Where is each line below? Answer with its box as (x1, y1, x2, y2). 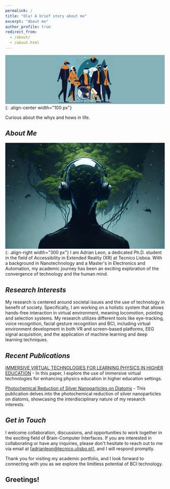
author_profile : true (5, 24, 51, 29)
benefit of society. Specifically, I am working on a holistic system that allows (5, 304, 164, 310)
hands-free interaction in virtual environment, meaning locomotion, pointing (5, 310, 163, 316)
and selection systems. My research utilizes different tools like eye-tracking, (5, 315, 164, 321)
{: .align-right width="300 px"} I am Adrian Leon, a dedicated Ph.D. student (5, 249, 162, 255)
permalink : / (5, 8, 33, 13)
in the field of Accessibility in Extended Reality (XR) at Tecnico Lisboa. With (5, 255, 162, 261)
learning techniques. (5, 337, 48, 343)
